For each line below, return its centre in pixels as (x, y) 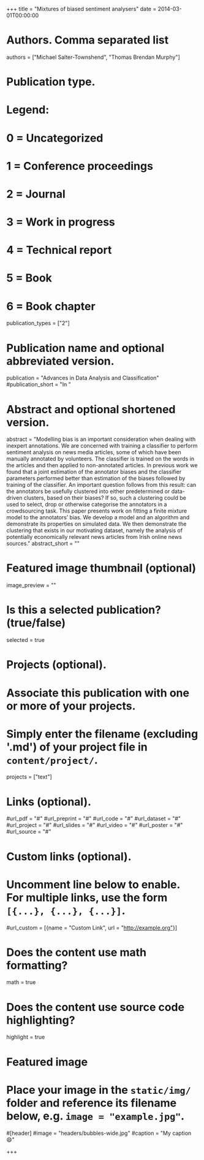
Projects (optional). (57, 665)
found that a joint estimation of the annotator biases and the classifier (94, 472)
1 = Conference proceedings (80, 166)
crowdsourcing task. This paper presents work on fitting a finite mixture (97, 511)
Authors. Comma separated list (88, 40)
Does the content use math (77, 952)
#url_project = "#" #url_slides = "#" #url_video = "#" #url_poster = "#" (95, 825)
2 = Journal (36, 194)
